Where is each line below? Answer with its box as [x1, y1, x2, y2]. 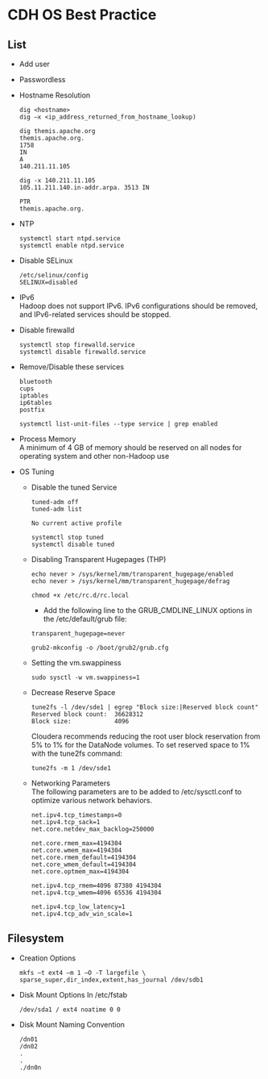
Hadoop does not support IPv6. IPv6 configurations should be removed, [19, 301, 258, 310]
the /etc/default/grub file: [43, 614, 127, 623]
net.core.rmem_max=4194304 [31, 839, 122, 848]
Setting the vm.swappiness [31, 658, 122, 667]
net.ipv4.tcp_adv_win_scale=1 [31, 910, 134, 918]
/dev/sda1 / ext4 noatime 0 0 [19, 1006, 122, 1014]
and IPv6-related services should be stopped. [19, 310, 171, 319]
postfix [19, 406, 45, 414]
